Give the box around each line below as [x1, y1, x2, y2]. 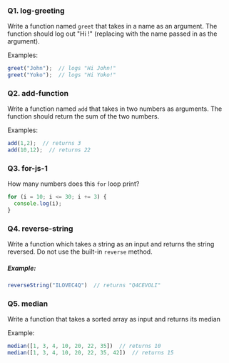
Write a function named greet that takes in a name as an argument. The [7, 22, 218, 31]
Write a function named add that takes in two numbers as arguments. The [7, 104, 223, 113]
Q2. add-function [7, 88, 69, 98]
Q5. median [7, 299, 49, 309]
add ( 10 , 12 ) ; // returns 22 [7, 146, 91, 154]
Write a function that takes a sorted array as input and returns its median [7, 315, 221, 324]
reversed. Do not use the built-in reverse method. [7, 247, 153, 256]
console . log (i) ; [14, 200, 62, 207]
